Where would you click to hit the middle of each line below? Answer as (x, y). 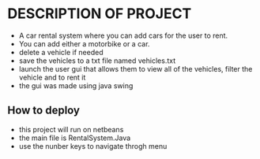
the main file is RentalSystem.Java (75, 138)
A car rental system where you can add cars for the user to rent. (123, 35)
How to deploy (44, 111)
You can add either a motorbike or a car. (84, 43)
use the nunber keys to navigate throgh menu (93, 146)
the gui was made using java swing (76, 85)
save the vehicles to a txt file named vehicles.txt (97, 61)
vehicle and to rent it (52, 77)
